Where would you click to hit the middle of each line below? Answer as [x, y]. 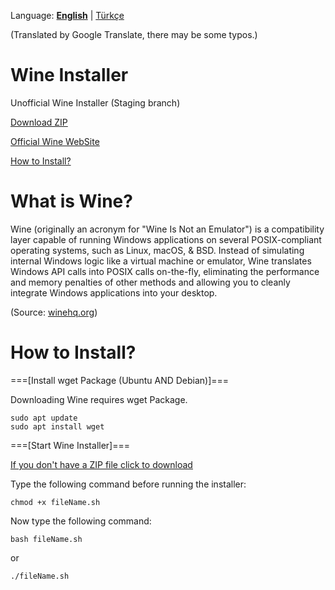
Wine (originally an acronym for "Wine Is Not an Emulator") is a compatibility [167, 229]
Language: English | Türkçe [67, 15]
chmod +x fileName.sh [55, 502]
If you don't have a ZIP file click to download [101, 464]
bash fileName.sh [46, 539]
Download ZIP [39, 122]
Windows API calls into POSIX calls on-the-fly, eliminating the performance [165, 271]
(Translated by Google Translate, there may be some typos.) [134, 34]
